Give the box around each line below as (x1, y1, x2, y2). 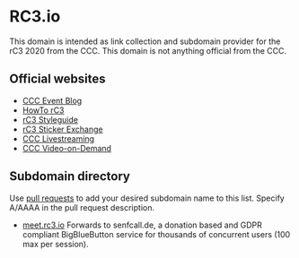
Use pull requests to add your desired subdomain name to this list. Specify (9, 193, 285, 203)
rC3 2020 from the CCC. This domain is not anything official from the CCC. (9, 45, 287, 56)
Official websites (9, 72, 106, 87)
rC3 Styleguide (22, 114, 79, 125)
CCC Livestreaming (22, 133, 95, 144)
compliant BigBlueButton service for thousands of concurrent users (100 (22, 228, 291, 239)
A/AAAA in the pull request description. (9, 202, 155, 212)
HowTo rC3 (22, 105, 65, 116)
